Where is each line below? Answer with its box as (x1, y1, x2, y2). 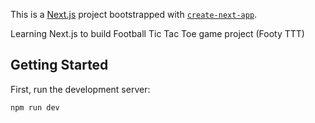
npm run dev (10, 102, 60, 113)
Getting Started (10, 57, 109, 74)
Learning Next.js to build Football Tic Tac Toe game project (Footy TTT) (10, 28, 305, 39)
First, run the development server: (10, 83, 151, 95)
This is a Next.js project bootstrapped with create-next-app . (10, 9, 258, 20)
